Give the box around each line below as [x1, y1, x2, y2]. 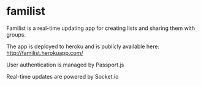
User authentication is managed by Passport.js [6, 61, 124, 68]
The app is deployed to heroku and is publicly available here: [6, 43, 160, 50]
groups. [6, 30, 26, 38]
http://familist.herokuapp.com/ [6, 49, 83, 56]
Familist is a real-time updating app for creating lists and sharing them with [6, 24, 195, 32]
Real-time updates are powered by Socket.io [6, 73, 119, 80]
